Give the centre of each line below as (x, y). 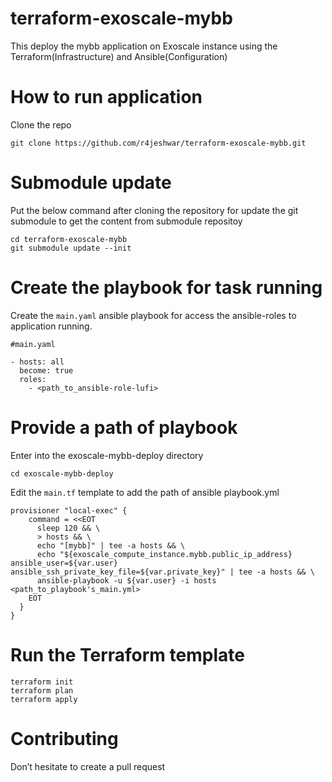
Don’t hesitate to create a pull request (88, 766)
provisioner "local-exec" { (69, 510)
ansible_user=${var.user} (64, 563)
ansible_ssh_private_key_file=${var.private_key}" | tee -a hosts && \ (162, 572)
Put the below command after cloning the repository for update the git (154, 210)
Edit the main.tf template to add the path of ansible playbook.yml (145, 492)
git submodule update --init (71, 248)
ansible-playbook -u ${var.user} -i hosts (126, 580)
